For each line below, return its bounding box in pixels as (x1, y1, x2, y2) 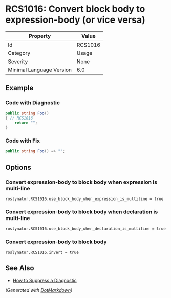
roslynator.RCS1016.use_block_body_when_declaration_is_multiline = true (5, 226, 166, 231)
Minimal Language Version (8, 66, 72, 73)
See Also (5, 264, 34, 272)
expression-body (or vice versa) (5, 14, 145, 26)
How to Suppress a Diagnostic (12, 277, 77, 284)
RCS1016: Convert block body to (5, 3, 145, 15)
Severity (8, 57, 28, 65)
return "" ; (14, 120, 38, 126)
